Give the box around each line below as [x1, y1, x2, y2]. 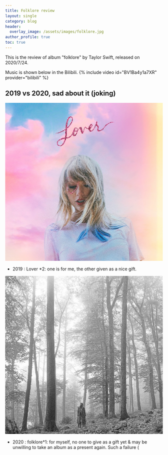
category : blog [5, 19, 37, 24]
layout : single [5, 13, 37, 19]
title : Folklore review [5, 8, 55, 13]
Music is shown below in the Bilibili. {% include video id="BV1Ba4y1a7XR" [5, 69, 157, 75]
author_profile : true [5, 35, 50, 40]
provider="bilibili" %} [5, 74, 49, 80]
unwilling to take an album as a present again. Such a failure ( [12, 444, 139, 450]
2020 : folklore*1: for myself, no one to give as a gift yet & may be [12, 439, 147, 445]
